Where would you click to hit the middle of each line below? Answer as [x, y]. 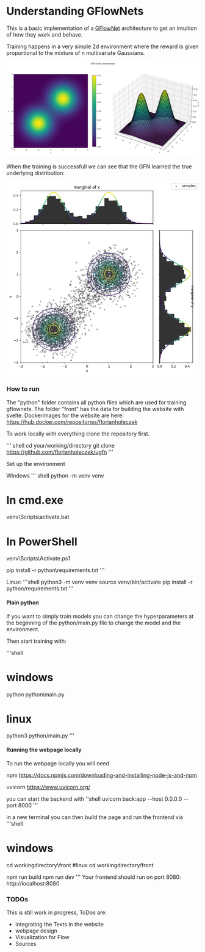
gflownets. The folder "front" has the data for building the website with [95, 409]
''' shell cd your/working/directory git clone [60, 445]
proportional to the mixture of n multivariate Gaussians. [76, 52]
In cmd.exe [35, 500]
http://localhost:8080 [33, 883]
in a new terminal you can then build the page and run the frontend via [95, 817]
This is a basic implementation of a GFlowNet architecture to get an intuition [102, 28]
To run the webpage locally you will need [58, 763]
